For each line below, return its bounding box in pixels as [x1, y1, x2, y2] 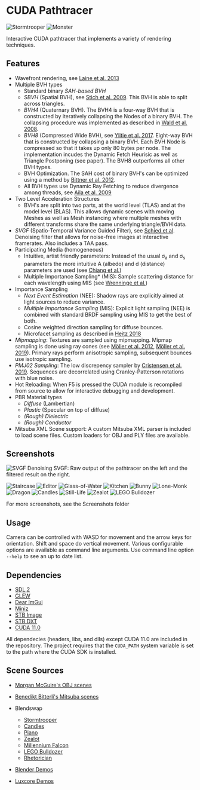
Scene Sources [6, 666, 64, 676]
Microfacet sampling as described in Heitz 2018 [23, 330, 141, 337]
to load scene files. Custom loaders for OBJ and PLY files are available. [14, 431, 190, 439]
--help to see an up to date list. [6, 553, 83, 560]
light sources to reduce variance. [23, 298, 106, 305]
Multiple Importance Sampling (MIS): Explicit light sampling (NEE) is [23, 304, 190, 311]
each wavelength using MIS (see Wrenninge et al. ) [23, 279, 148, 286]
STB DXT [14, 617, 38, 624]
